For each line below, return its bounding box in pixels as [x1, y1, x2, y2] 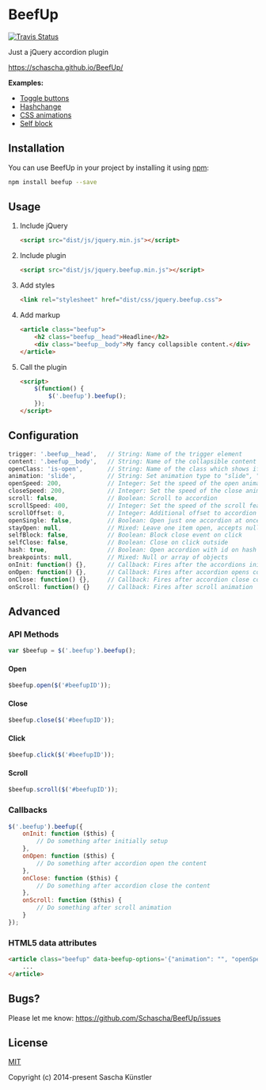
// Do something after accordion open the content [36, 859, 207, 867]
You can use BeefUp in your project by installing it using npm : [8, 163, 210, 172]
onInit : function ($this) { [22, 830, 115, 838]
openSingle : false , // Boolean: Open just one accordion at [8, 516, 243, 525]
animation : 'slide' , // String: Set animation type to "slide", [8, 472, 253, 480]
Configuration [8, 429, 79, 442]
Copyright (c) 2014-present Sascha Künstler [8, 1073, 153, 1082]
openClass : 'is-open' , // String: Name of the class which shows [8, 464, 249, 473]
